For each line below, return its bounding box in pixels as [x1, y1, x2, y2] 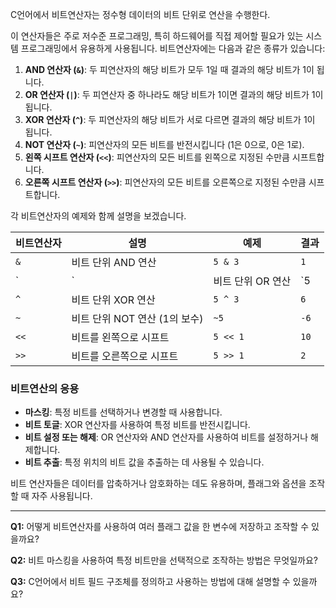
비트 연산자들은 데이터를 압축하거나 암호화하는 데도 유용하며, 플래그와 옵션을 [10, 478, 307, 490]
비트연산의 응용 [10, 381, 80, 395]
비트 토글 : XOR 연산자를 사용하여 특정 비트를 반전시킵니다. [24, 419, 251, 431]
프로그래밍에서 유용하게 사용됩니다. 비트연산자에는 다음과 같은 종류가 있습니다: [20, 43, 326, 54]
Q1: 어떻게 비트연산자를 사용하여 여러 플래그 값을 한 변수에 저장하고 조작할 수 [10, 521, 310, 533]
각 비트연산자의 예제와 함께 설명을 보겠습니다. [10, 210, 187, 222]
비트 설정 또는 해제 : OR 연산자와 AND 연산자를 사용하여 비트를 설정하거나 [24, 431, 309, 443]
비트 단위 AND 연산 [71, 256, 157, 269]
